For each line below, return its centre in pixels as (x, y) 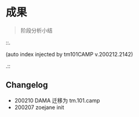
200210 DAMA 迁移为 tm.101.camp (57, 100)
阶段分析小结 (36, 30)
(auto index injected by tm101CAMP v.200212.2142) (69, 54)
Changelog (27, 85)
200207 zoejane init (39, 107)
